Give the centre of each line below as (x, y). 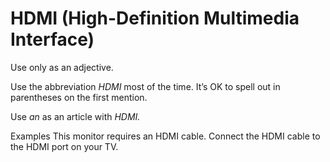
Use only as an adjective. (62, 67)
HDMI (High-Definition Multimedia (155, 18)
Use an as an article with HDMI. (75, 116)
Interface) (52, 39)
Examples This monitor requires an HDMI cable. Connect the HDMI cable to (165, 136)
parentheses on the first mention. (79, 97)
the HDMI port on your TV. (64, 146)
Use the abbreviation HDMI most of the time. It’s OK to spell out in (145, 86)
